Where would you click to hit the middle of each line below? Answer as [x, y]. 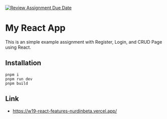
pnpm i [12, 75]
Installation [23, 63]
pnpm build [17, 83]
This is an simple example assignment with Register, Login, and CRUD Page [84, 42]
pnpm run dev [19, 79]
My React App [35, 28]
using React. [18, 47]
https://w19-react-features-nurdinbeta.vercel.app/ [65, 111]
